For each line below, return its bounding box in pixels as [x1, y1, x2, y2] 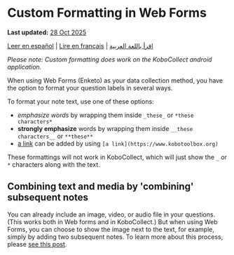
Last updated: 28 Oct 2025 [7, 28, 87, 36]
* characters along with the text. [7, 160, 100, 169]
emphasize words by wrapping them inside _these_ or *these [17, 111, 194, 119]
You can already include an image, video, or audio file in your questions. [7, 210, 216, 219]
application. [7, 62, 42, 71]
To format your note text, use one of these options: [7, 97, 154, 106]
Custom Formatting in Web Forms [7, 5, 207, 21]
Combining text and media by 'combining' [7, 181, 194, 193]
